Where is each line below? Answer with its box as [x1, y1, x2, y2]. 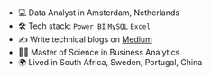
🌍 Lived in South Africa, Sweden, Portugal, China [17, 57, 203, 67]
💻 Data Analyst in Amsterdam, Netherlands [17, 7, 180, 18]
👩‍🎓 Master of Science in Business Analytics [17, 47, 180, 57]
